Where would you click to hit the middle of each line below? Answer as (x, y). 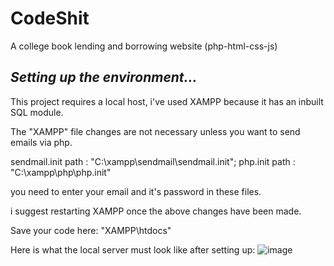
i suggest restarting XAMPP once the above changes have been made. (156, 211)
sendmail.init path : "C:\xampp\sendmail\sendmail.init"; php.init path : (153, 161)
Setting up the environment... (104, 77)
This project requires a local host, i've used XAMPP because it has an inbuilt (167, 101)
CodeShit (50, 18)
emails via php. (41, 142)
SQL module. (37, 112)
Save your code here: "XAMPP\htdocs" (91, 230)
